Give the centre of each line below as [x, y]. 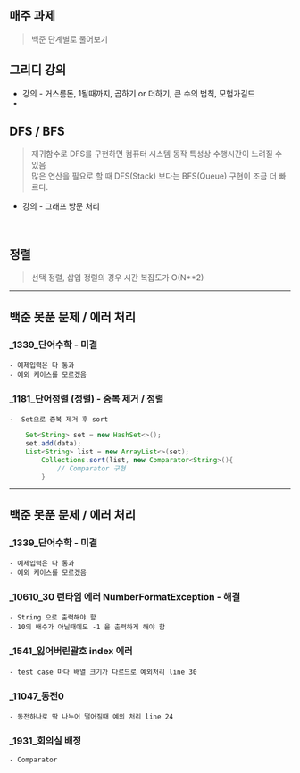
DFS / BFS [37, 132]
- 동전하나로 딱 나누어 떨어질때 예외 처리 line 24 [92, 717]
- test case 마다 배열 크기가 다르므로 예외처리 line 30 [103, 672]
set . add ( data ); [54, 444]
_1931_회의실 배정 [46, 741]
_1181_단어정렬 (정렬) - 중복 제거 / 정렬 [87, 398]
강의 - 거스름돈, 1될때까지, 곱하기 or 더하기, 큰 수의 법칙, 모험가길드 [138, 93]
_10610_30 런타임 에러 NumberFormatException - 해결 [125, 597]
